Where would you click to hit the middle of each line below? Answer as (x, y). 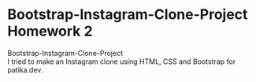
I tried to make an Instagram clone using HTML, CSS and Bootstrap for (122, 61)
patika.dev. (25, 69)
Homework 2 (50, 31)
